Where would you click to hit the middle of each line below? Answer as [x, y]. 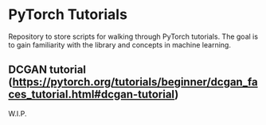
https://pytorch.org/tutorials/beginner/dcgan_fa [135, 82]
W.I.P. [18, 113]
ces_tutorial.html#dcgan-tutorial [92, 95]
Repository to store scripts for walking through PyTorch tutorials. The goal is [133, 36]
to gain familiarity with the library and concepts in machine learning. [119, 44]
